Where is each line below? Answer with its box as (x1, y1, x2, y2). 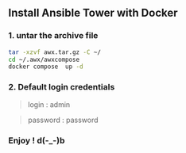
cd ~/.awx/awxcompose (8, 55, 80, 63)
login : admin (27, 99, 71, 109)
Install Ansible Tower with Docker (8, 6, 178, 20)
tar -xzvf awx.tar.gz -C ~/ (8, 48, 102, 56)
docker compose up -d (8, 63, 83, 71)
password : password (27, 115, 99, 124)
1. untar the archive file (8, 30, 99, 41)
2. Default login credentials (8, 82, 115, 93)
